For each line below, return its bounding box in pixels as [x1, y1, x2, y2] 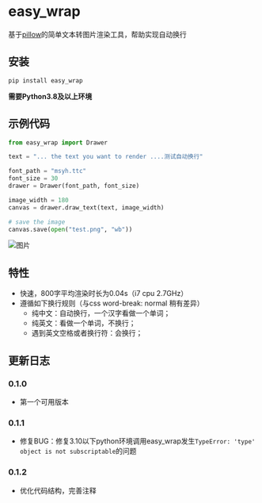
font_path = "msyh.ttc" [8, 167, 87, 175]
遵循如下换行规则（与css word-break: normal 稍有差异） [19, 298, 204, 308]
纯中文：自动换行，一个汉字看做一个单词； [31, 309, 171, 318]
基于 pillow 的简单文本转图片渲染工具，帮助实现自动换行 [8, 29, 188, 39]
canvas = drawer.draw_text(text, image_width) [8, 203, 165, 212]
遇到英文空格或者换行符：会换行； [31, 328, 143, 338]
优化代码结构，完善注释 [19, 486, 97, 495]
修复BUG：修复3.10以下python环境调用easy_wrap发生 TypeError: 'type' [19, 436, 256, 446]
